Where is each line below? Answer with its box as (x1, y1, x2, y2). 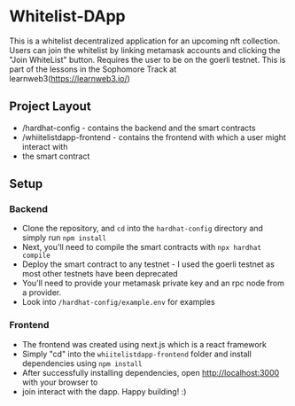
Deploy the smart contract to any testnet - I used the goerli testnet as (21, 259, 275, 269)
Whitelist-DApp (9, 6, 126, 27)
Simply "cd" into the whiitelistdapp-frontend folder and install (21, 348, 252, 359)
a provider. (21, 287, 62, 298)
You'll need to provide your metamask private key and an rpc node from (21, 277, 285, 289)
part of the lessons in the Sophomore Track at (9, 64, 177, 74)
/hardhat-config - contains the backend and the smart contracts (21, 122, 256, 133)
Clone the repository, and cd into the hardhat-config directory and (21, 223, 264, 234)
